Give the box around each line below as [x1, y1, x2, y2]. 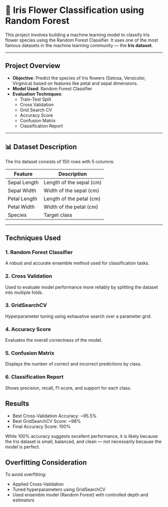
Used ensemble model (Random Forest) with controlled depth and [12, 492, 148, 498]
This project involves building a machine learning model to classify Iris [5, 32, 150, 38]
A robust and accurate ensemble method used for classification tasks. [5, 260, 150, 266]
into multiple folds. [5, 289, 43, 295]
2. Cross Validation [5, 273, 52, 280]
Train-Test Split [19, 96, 51, 102]
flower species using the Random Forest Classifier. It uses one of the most [5, 37, 158, 43]
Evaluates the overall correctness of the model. [5, 337, 102, 343]
